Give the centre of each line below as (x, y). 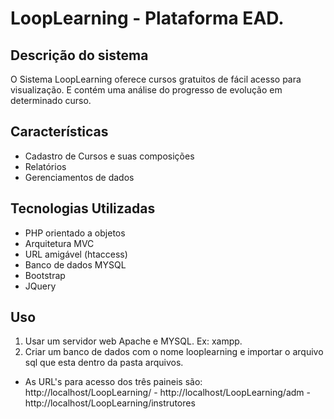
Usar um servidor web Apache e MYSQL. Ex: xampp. (133, 341)
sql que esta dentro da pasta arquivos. (104, 363)
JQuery (40, 286)
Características (59, 132)
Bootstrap (45, 275)
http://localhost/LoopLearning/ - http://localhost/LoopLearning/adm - (167, 393)
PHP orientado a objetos (75, 233)
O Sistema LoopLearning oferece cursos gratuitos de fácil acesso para (156, 79)
